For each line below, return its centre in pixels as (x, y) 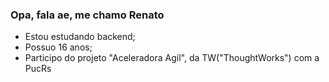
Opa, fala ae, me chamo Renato (87, 15)
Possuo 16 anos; (58, 47)
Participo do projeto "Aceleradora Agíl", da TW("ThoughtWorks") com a (172, 58)
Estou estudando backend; (80, 37)
